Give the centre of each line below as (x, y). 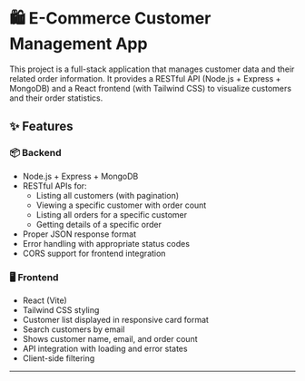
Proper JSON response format (79, 234)
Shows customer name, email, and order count (110, 338)
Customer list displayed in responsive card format (115, 319)
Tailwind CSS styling (61, 309)
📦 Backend (35, 153)
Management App (79, 44)
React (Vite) (45, 300)
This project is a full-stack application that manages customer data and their (152, 69)
